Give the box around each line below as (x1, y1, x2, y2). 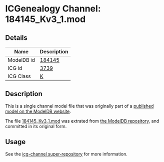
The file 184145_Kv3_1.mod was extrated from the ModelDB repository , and (5, 118, 159, 124)
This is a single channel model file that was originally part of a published (5, 103, 154, 109)
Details (5, 33, 27, 42)
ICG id (7, 65, 22, 71)
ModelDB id (7, 57, 35, 63)
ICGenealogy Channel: (5, 3, 101, 14)
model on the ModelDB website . (5, 108, 71, 114)
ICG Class (7, 73, 31, 80)
